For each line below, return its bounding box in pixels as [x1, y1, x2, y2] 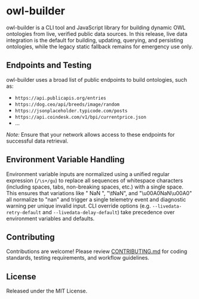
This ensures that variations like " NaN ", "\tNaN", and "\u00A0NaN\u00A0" [6, 189, 192, 196]
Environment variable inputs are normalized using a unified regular [6, 170, 170, 177]
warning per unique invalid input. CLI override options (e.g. [6, 202, 151, 209]
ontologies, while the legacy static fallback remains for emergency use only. [6, 43, 193, 50]
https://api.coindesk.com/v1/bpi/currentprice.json [14, 114, 146, 120]
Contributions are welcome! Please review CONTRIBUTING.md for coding [6, 248, 188, 255]
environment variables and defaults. [6, 215, 95, 222]
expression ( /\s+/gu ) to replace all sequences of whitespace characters [6, 177, 183, 184]
